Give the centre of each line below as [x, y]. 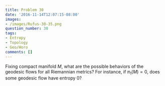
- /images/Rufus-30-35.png [33, 24]
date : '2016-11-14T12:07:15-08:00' [43, 15]
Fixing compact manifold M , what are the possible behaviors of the [74, 66]
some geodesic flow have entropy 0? [44, 78]
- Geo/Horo [17, 47]
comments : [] [19, 52]
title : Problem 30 [24, 10]
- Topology [17, 43]
